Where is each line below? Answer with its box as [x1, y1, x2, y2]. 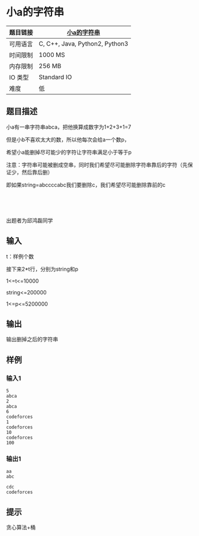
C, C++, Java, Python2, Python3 [38, 39, 129, 47]
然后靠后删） [21, 169, 53, 176]
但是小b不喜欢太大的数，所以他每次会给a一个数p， [6, 136, 130, 143]
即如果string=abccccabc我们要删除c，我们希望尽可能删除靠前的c [6, 181, 166, 188]
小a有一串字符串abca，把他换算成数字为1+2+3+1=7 [6, 123, 131, 131]
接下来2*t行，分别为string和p [6, 265, 79, 272]
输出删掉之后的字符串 [6, 336, 58, 343]
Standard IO [38, 72, 72, 81]
